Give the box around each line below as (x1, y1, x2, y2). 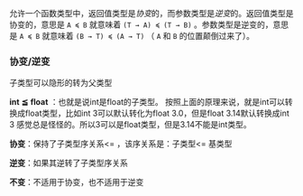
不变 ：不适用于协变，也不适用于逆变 (9, 177, 144, 188)
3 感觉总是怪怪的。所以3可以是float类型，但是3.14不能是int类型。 (9, 119, 252, 130)
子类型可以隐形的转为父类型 (9, 78, 113, 89)
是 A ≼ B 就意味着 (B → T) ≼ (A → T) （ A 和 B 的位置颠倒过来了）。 (9, 31, 255, 41)
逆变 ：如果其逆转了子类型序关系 (9, 157, 128, 169)
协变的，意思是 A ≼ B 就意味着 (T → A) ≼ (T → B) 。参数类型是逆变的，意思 (9, 19, 289, 30)
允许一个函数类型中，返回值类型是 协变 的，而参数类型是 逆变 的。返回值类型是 (9, 8, 294, 18)
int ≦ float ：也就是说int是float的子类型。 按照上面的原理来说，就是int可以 (9, 97, 286, 107)
